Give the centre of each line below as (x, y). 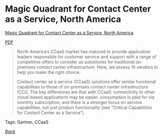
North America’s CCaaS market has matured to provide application (84, 52)
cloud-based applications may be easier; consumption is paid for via (86, 97)
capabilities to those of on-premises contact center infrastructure (82, 87)
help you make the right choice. (49, 72)
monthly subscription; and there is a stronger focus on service (79, 102)
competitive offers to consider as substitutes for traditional (76, 62)
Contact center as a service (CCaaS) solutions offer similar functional (86, 82)
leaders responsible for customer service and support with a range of (87, 56)
